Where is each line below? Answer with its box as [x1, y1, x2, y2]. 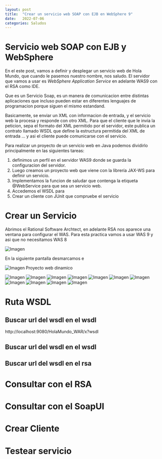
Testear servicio [5, 445, 72, 457]
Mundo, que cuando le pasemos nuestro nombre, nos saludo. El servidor [5, 73, 150, 79]
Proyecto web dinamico [26, 265, 73, 271]
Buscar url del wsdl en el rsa [5, 359, 92, 367]
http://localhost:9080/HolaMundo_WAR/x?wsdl [5, 329, 99, 335]
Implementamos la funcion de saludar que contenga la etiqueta [12, 178, 138, 184]
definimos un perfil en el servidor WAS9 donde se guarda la [12, 157, 132, 163]
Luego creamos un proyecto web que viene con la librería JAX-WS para [12, 168, 155, 173]
